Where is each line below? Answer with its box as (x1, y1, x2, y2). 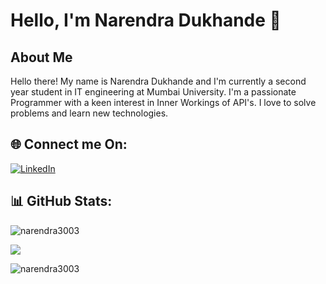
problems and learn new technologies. (10, 107, 169, 119)
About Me (10, 49, 73, 66)
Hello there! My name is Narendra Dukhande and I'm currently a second (10, 75, 307, 87)
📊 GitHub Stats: (10, 193, 113, 210)
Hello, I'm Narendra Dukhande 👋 (10, 9, 282, 32)
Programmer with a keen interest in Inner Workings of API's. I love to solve (10, 97, 317, 108)
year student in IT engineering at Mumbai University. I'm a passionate (10, 86, 297, 98)
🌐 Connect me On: (10, 136, 128, 153)
